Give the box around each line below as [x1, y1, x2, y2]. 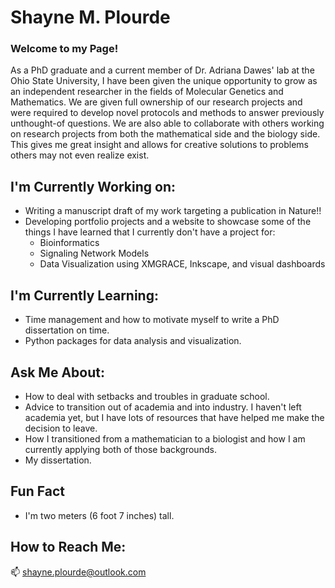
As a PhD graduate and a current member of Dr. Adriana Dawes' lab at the [10, 64, 315, 76]
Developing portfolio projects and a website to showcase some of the [24, 216, 312, 228]
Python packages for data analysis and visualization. [24, 335, 242, 347]
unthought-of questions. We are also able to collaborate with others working [10, 117, 325, 130]
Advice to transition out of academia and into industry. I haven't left [24, 401, 302, 413]
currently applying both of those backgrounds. [24, 443, 217, 455]
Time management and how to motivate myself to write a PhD [24, 314, 280, 326]
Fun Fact [10, 483, 65, 500]
